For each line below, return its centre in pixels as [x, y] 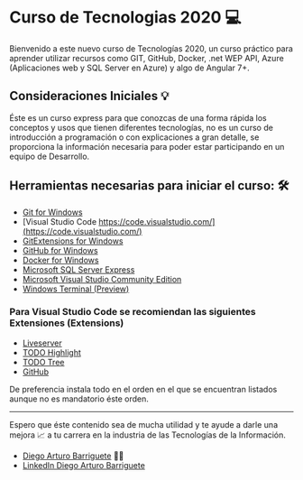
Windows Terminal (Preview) [76, 289]
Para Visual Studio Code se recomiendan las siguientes [133, 312]
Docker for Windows [60, 260]
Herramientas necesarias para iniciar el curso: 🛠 [149, 186]
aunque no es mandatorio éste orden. [79, 399]
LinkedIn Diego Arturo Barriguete [84, 465]
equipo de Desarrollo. [50, 156]
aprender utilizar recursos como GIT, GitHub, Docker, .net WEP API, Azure [147, 58]
